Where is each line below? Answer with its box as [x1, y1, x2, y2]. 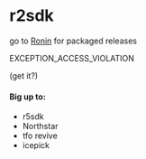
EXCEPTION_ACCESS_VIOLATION [9, 52, 135, 63]
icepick [22, 140, 50, 151]
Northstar [22, 121, 59, 132]
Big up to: [9, 91, 47, 102]
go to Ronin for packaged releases [9, 35, 138, 46]
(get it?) [9, 70, 39, 81]
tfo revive [22, 130, 59, 141]
